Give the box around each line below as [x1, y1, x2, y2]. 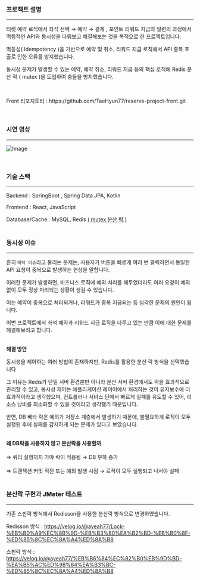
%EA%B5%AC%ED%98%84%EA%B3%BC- [6, 562, 116, 569]
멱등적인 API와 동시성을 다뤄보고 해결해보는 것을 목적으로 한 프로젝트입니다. [6, 33, 182, 40]
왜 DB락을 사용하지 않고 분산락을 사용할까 [6, 440, 101, 447]
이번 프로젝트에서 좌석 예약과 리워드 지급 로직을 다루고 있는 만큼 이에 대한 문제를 [6, 319, 192, 326]
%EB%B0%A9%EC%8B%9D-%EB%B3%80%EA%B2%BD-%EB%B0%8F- [6, 529, 191, 537]
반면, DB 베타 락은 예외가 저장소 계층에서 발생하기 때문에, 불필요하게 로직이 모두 [6, 413, 191, 421]
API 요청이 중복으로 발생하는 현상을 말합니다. [6, 266, 110, 274]
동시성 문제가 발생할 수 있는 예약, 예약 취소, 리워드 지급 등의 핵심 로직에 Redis [6, 66, 186, 73]
